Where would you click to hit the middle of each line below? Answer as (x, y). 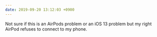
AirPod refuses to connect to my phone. (46, 29)
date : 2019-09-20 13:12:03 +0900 (40, 10)
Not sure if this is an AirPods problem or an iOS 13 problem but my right (78, 24)
